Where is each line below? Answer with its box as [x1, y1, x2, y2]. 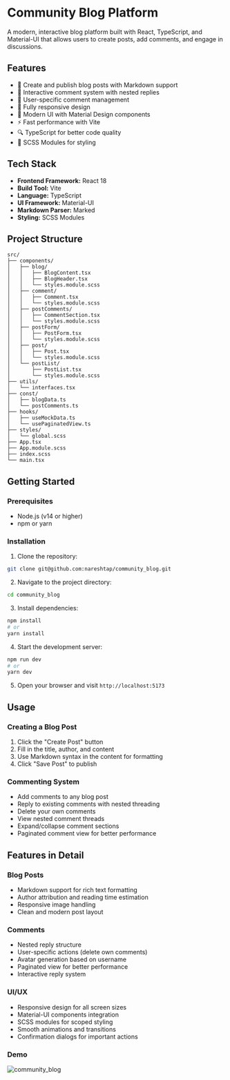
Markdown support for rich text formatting [17, 886, 138, 894]
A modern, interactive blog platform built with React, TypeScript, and [7, 28, 202, 36]
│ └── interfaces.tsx [7, 385, 76, 392]
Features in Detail [7, 849, 84, 861]
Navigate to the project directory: [17, 578, 112, 586]
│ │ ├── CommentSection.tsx [7, 312, 100, 319]
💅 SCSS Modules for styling [17, 138, 96, 146]
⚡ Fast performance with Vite [17, 117, 101, 126]
